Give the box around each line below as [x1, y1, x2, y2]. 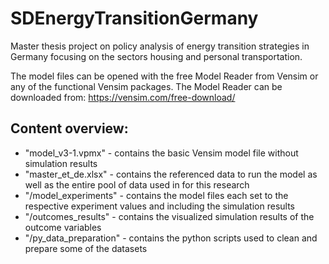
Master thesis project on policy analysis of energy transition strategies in [10, 40, 310, 52]
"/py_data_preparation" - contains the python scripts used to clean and [24, 232, 318, 244]
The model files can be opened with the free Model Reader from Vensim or [10, 70, 319, 82]
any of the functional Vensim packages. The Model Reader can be [10, 80, 283, 92]
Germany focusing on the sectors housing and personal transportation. [10, 50, 303, 62]
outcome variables [24, 221, 102, 233]
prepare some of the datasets [24, 242, 148, 254]
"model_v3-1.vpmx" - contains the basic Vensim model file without [24, 147, 299, 159]
